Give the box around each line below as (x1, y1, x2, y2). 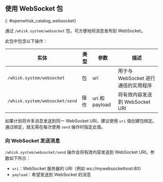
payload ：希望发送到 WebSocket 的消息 (12, 172, 91, 178)
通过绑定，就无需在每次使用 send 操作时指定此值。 (5, 124, 106, 130)
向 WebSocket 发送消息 (5, 137, 60, 144)
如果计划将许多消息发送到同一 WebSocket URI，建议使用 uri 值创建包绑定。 (5, 118, 157, 124)
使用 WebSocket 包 (5, 4, 63, 13)
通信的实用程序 (118, 82, 152, 89)
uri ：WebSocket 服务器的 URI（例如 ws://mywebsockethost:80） (12, 165, 144, 171)
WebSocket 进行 (118, 75, 155, 82)
